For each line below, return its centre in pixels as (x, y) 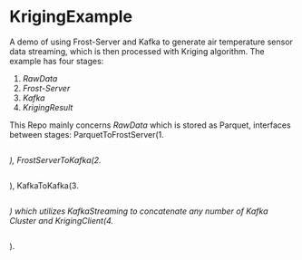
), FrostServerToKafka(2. (55, 159)
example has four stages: (57, 61)
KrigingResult (48, 107)
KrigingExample (71, 17)
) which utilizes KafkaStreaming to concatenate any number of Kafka (139, 211)
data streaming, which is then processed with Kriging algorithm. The (137, 51)
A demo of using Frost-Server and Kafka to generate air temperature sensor (151, 42)
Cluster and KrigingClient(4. (62, 220)
